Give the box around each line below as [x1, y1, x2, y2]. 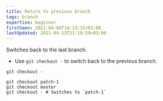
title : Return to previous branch [6, 8, 91, 15]
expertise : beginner [6, 19, 57, 25]
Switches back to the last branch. [6, 46, 87, 53]
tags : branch [6, 14, 38, 20]
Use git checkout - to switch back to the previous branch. [14, 58, 158, 65]
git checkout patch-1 [6, 79, 59, 85]
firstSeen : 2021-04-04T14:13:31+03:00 [6, 25, 101, 31]
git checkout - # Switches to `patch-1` [6, 89, 107, 95]
